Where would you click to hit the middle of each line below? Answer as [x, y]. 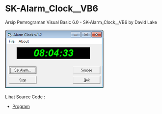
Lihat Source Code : [25, 97]
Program [21, 106]
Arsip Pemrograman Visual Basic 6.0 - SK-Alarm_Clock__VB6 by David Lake [81, 22]
